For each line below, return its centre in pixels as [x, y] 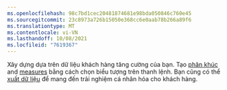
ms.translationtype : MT [41, 26]
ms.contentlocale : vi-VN [43, 32]
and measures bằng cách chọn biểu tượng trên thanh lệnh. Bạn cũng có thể [114, 72]
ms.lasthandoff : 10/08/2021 [47, 39]
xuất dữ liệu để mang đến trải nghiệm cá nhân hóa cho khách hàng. [102, 79]
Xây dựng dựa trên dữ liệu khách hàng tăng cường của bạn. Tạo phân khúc [112, 64]
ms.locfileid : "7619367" [43, 45]
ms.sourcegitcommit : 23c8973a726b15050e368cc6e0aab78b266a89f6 [99, 20]
